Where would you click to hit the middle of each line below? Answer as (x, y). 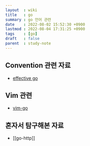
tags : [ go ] (21, 34)
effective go (25, 78)
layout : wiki (21, 10)
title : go (19, 15)
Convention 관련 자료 (38, 65)
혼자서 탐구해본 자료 (35, 125)
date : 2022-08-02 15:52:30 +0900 (45, 24)
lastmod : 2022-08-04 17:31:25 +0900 (45, 29)
